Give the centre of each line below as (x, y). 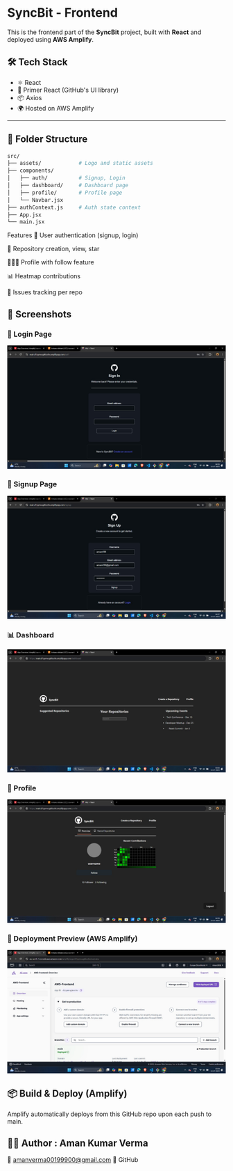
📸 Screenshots (40, 314)
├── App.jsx (24, 215)
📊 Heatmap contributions (44, 276)
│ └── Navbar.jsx (35, 200)
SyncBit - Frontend (62, 13)
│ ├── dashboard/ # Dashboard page (68, 186)
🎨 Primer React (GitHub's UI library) (68, 90)
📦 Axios (29, 97)
